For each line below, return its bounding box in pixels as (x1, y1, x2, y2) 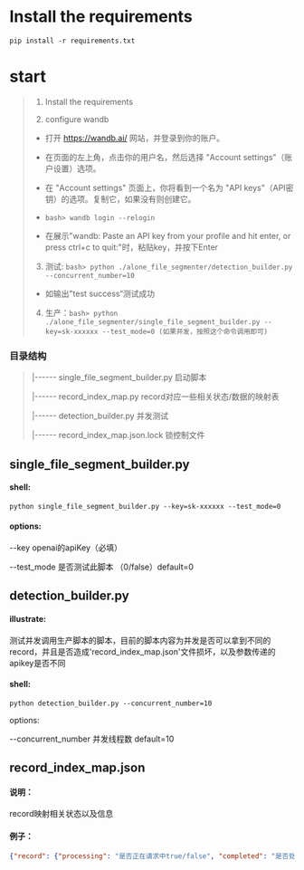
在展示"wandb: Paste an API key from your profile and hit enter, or (44, 230, 291, 241)
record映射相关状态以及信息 (9, 808, 114, 819)
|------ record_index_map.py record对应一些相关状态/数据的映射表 (31, 391, 280, 402)
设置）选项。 (52, 163, 101, 174)
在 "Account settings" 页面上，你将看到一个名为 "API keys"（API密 (44, 182, 294, 193)
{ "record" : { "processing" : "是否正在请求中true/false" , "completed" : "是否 (9, 851, 290, 861)
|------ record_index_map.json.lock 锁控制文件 (31, 430, 205, 441)
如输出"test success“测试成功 (44, 288, 156, 299)
